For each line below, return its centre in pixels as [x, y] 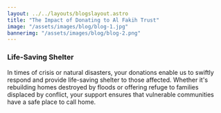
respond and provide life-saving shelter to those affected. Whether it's [108, 80]
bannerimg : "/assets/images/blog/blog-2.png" [74, 33]
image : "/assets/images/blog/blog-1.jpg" [68, 26]
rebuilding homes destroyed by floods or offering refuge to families [103, 87]
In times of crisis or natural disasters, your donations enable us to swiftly [111, 72]
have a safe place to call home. [52, 102]
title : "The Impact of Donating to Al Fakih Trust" [83, 20]
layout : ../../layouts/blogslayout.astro [68, 14]
